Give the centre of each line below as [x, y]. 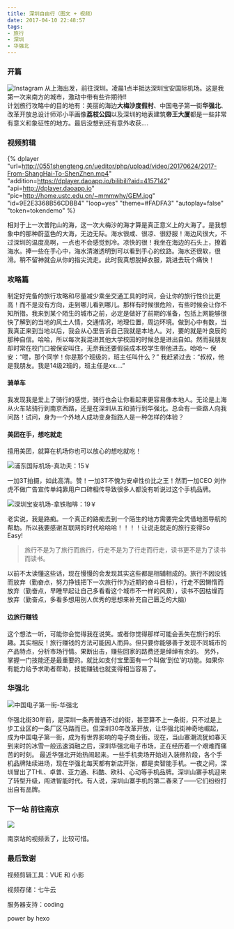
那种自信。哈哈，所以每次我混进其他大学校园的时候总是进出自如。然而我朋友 [117, 339]
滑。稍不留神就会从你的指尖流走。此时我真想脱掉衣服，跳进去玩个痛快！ [111, 259]
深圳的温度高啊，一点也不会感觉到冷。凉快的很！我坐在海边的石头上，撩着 [120, 242]
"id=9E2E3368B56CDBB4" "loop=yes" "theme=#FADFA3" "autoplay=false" [116, 203]
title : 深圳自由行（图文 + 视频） [52, 14]
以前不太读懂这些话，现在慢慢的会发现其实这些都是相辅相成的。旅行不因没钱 [117, 574]
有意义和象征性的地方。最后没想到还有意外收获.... [78, 123]
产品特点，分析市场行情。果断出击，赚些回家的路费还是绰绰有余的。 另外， [115, 651]
